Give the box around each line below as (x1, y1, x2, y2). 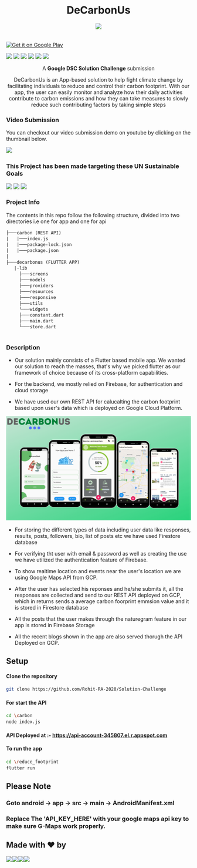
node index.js (6, 719, 41, 725)
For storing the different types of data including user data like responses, (14, 526, 191, 533)
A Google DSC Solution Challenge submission (42, 65, 155, 72)
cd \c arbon (6, 713, 33, 719)
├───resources (19, 288, 54, 294)
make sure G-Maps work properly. (6, 822, 106, 830)
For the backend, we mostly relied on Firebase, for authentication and (14, 381, 183, 388)
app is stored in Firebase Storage (14, 621, 95, 628)
